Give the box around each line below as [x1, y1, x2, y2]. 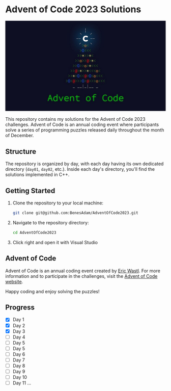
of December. [5, 133, 34, 139]
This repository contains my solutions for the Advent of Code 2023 [5, 116, 146, 122]
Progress [5, 303, 35, 312]
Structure [5, 147, 37, 156]
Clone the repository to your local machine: [12, 200, 103, 206]
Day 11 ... [12, 380, 32, 386]
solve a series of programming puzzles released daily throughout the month [5, 127, 164, 133]
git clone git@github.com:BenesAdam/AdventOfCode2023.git [12, 211, 138, 216]
